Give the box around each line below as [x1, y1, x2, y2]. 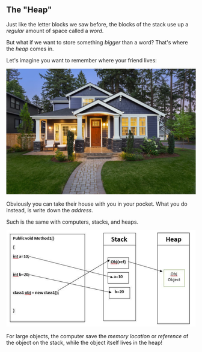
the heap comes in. [6, 45, 54, 52]
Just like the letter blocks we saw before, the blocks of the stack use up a [6, 20, 189, 28]
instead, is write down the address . [6, 207, 93, 214]
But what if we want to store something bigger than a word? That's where [6, 38, 188, 46]
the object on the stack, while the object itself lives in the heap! [6, 339, 163, 347]
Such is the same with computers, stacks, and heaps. [6, 218, 139, 225]
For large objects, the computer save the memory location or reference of [6, 333, 189, 340]
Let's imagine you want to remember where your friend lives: [6, 56, 158, 64]
